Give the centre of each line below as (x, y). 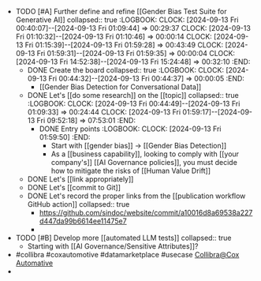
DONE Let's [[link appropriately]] (80, 179)
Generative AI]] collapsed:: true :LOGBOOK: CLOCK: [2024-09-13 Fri (127, 20)
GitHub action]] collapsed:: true (78, 204)
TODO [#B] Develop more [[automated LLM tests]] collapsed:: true (123, 238)
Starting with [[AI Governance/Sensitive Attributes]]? (113, 246)
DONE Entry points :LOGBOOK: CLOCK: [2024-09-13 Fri (130, 129)
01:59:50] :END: (65, 137)
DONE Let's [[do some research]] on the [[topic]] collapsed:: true (133, 95)
